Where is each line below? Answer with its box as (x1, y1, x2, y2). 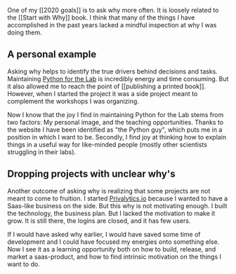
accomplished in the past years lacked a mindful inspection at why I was (7, 21, 217, 29)
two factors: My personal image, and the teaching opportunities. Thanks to (7, 118, 224, 126)
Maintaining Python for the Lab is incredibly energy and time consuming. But (7, 74, 229, 83)
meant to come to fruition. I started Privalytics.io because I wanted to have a (7, 194, 228, 203)
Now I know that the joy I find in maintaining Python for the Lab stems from (7, 110, 224, 118)
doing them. (7, 28, 42, 36)
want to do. (7, 259, 40, 268)
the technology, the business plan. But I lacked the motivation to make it (7, 209, 216, 217)
